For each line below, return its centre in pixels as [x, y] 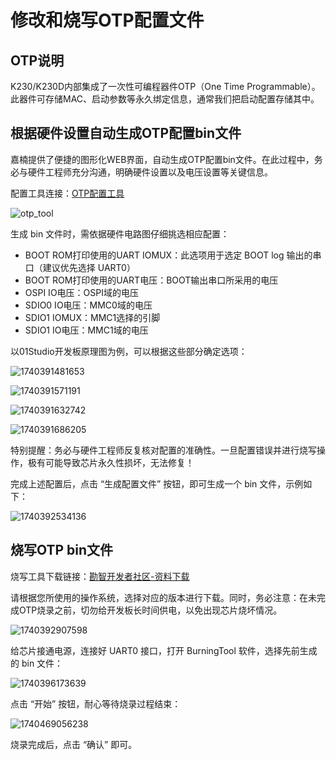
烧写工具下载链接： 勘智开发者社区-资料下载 [100, 576]
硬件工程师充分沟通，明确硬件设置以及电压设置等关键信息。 [150, 172]
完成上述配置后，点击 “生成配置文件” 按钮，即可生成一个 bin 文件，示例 [157, 483]
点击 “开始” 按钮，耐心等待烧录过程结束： [96, 703]
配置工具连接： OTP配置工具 [67, 193]
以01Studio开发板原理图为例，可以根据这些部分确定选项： [129, 351]
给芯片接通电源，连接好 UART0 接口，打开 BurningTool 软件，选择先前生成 [164, 650]
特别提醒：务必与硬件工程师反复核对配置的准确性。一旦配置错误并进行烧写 [163, 450]
